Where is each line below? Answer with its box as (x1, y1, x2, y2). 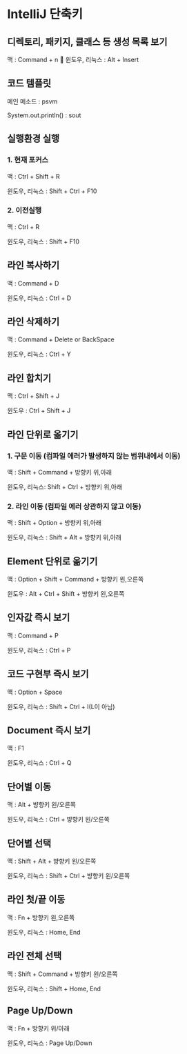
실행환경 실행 (7, 132, 60, 145)
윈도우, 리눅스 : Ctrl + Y (7, 350, 71, 359)
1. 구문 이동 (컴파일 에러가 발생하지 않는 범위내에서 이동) (7, 451, 181, 461)
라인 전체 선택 (7, 950, 62, 962)
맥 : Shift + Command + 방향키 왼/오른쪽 (7, 970, 118, 978)
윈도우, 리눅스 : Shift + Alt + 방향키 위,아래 (7, 533, 122, 541)
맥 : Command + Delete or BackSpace (7, 335, 115, 344)
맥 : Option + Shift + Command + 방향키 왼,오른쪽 (7, 575, 144, 584)
